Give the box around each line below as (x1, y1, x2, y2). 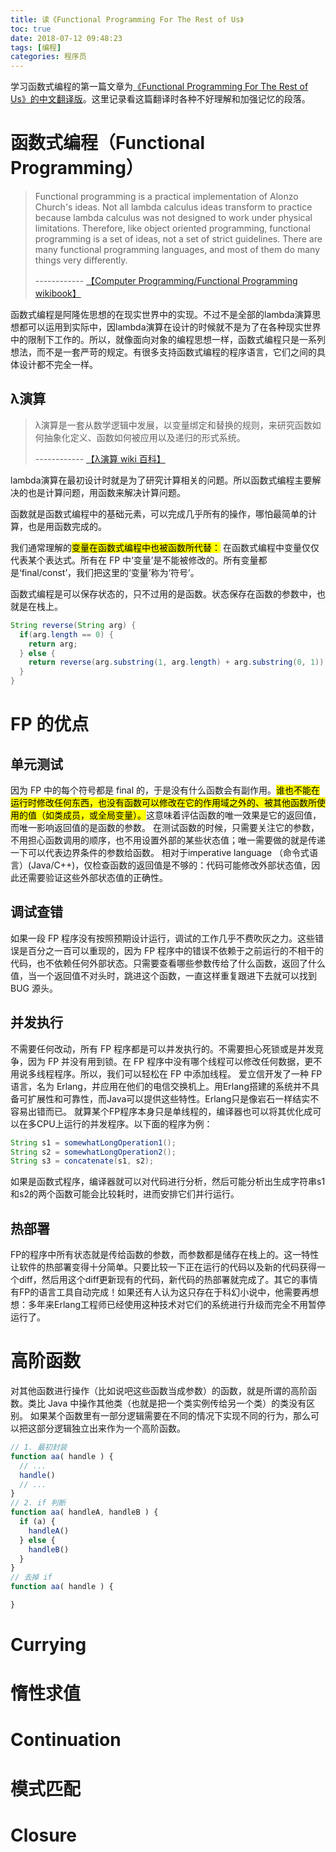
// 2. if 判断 (10, 1498, 67, 1508)
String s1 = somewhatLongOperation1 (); (10, 1137, 177, 1148)
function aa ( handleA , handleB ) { (10, 1507, 159, 1518)
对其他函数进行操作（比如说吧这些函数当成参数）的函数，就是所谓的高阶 (10, 1385, 308, 1396)
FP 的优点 (10, 713, 90, 736)
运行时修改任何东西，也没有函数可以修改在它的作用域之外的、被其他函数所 (10, 797, 317, 808)
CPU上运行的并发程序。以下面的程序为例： (36, 1117, 213, 1130)
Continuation (10, 1729, 122, 1751)
